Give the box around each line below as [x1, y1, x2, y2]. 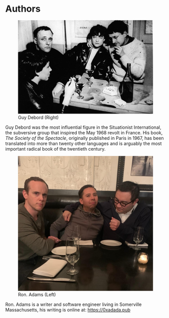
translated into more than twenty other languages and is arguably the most [5, 140, 162, 147]
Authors [5, 3, 41, 15]
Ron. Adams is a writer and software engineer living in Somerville [5, 301, 142, 307]
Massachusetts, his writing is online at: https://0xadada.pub [5, 306, 131, 313]
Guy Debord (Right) [18, 114, 59, 120]
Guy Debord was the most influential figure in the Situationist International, [5, 124, 161, 130]
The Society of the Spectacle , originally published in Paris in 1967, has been [5, 135, 164, 141]
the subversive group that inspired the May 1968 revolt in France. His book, [5, 129, 163, 135]
